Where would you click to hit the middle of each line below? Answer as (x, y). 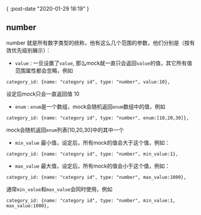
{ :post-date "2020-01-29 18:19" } (48, 9)
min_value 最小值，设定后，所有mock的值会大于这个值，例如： (92, 142)
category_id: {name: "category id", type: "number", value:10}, (88, 82)
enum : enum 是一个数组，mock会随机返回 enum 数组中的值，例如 (90, 106)
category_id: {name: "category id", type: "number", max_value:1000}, (96, 177)
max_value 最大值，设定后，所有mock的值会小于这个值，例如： (92, 166)
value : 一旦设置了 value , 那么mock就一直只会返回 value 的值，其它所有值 (103, 63)
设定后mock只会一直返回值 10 (43, 94)
